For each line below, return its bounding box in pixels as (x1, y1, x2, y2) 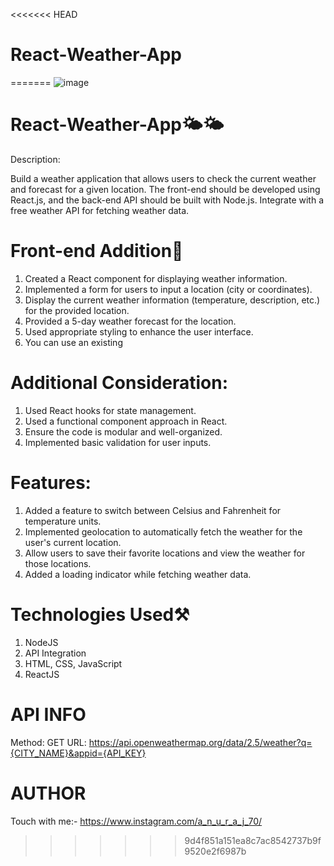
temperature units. (24, 515, 102, 527)
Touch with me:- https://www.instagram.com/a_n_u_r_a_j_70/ (10, 815, 263, 827)
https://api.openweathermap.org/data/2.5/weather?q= (88, 736, 313, 748)
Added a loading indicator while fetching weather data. (24, 568, 252, 580)
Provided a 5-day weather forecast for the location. (24, 315, 237, 327)
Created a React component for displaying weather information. (24, 272, 288, 284)
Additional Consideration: (10, 372, 229, 394)
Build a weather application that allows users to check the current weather (10, 172, 317, 184)
